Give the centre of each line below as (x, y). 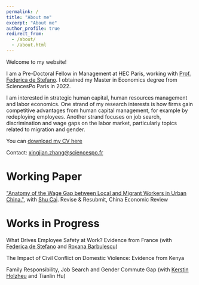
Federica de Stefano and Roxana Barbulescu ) (62, 246)
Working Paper (44, 177)
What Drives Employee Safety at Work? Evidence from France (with (89, 240)
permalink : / (22, 12)
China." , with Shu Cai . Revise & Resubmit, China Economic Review (87, 199)
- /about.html (29, 45)
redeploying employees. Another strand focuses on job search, (84, 116)
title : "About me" (29, 17)
